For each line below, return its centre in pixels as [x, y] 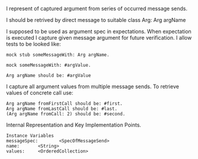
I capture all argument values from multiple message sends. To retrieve [92, 86]
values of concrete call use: [40, 93]
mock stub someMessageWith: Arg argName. [58, 55]
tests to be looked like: [33, 44]
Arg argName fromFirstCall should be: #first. [64, 103]
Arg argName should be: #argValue [49, 76]
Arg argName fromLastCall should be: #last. [62, 109]
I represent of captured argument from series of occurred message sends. [97, 9]
